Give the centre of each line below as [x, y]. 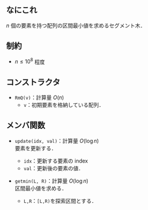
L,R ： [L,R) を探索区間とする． [60, 201]
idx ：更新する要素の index [56, 161]
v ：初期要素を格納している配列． [64, 105]
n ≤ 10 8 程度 [30, 61]
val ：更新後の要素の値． [54, 168]
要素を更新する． [36, 148]
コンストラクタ [33, 82]
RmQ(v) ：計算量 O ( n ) [39, 98]
